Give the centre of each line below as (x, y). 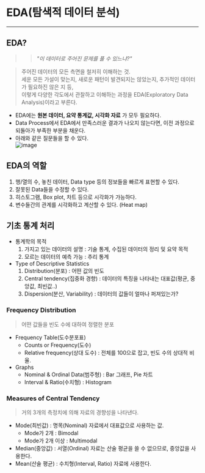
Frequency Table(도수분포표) (51, 337)
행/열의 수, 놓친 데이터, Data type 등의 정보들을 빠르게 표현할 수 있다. (97, 182)
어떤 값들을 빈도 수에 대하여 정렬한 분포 (68, 324)
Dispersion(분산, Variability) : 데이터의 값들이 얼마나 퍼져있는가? (101, 294)
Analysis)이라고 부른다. (49, 102)
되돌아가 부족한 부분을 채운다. (50, 130)
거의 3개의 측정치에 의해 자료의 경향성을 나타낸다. (80, 412)
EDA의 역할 (27, 166)
